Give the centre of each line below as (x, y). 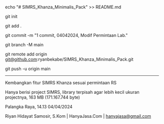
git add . (13, 26)
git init (11, 16)
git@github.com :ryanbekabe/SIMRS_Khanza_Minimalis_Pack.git (69, 59)
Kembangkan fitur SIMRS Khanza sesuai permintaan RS (61, 83)
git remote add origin (26, 54)
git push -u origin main (28, 69)
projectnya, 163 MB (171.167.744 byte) (43, 97)
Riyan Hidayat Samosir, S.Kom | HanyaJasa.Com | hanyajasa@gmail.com (78, 116)
